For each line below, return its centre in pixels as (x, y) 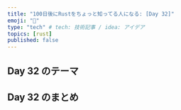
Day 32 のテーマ (43, 71)
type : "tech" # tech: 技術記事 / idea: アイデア (76, 27)
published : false (33, 40)
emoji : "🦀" (23, 21)
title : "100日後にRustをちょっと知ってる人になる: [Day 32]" (91, 14)
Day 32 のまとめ (43, 97)
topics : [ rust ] (30, 34)
